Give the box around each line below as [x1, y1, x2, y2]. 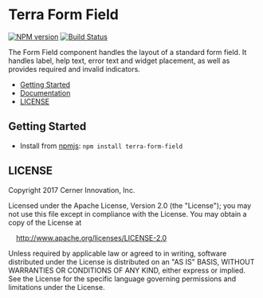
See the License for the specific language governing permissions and [8, 273, 237, 284]
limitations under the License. [8, 282, 105, 292]
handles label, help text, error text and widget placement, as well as [8, 56, 230, 65]
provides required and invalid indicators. [8, 64, 141, 73]
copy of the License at [8, 218, 82, 227]
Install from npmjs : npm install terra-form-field [19, 141, 183, 151]
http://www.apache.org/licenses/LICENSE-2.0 [15, 233, 167, 242]
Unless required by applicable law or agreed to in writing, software [8, 249, 227, 258]
